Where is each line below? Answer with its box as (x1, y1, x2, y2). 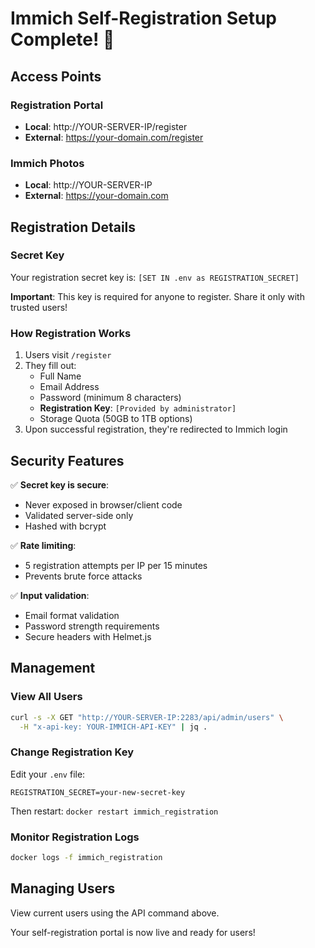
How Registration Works (10, 326, 132, 340)
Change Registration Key (10, 745, 135, 759)
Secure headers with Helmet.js (24, 630, 152, 642)
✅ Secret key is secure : (10, 478, 110, 491)
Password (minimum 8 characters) (39, 392, 182, 404)
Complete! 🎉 (10, 28, 115, 51)
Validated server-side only (24, 509, 134, 521)
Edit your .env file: (10, 768, 86, 780)
